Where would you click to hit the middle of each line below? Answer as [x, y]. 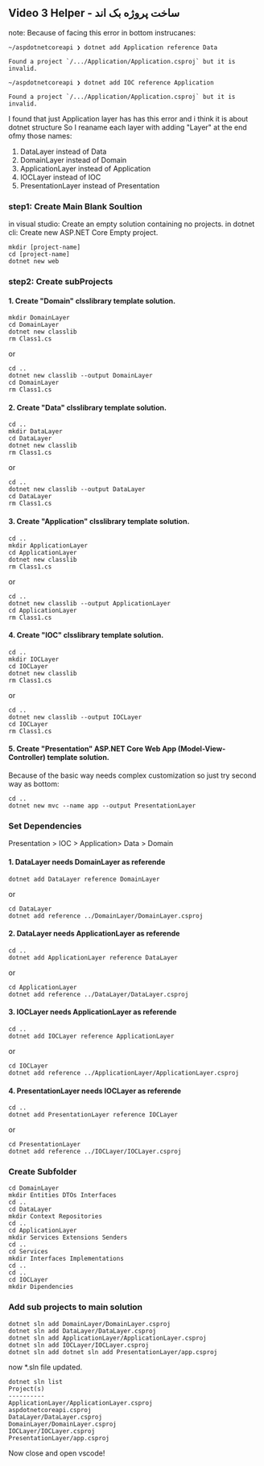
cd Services [28, 1252]
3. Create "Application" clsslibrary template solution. [99, 522]
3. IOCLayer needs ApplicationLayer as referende [93, 1012]
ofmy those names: [40, 135]
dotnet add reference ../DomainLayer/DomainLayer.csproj [106, 916]
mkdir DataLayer [35, 432]
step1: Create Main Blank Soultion [75, 206]
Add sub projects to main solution [76, 1307]
